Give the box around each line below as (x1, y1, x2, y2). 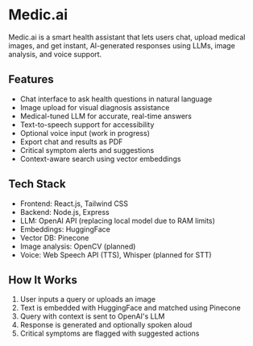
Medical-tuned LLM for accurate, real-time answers (19, 111, 192, 121)
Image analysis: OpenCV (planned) (19, 241, 136, 251)
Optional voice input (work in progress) (19, 128, 151, 138)
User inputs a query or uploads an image (19, 295, 156, 304)
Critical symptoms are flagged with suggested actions (19, 328, 200, 339)
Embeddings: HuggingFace (19, 224, 111, 234)
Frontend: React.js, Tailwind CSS (19, 199, 129, 208)
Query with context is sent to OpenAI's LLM (19, 311, 165, 321)
